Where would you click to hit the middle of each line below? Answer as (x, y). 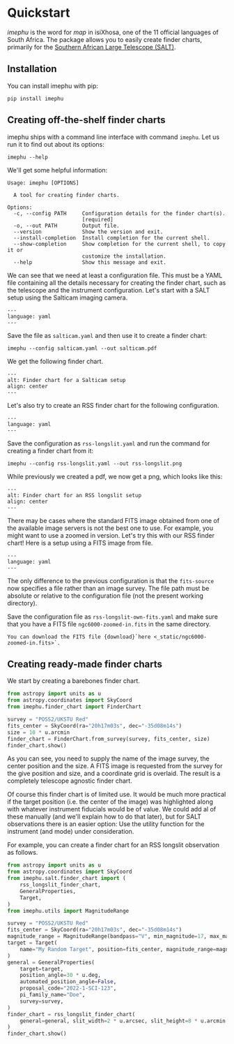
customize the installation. (124, 256)
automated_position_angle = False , (68, 982)
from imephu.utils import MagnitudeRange (68, 911)
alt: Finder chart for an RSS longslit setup (74, 495)
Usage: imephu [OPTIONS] (43, 183)
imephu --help (28, 157)
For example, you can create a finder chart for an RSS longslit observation (113, 845)
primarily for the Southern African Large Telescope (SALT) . (92, 47)
